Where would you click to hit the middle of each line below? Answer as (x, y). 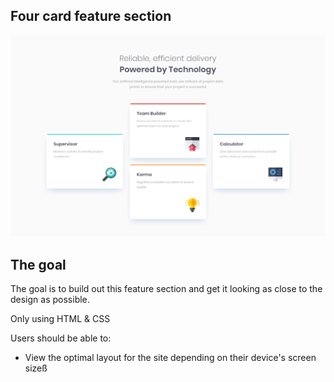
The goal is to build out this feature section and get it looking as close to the (166, 288)
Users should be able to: (61, 338)
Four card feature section (91, 16)
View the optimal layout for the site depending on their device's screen (170, 357)
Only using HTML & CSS (60, 318)
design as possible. (50, 299)
